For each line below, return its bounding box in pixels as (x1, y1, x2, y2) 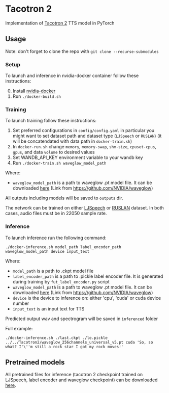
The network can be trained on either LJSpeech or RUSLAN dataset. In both (5, 205, 164, 211)
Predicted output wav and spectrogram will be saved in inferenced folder (5, 316, 158, 322)
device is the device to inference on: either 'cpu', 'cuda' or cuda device (12, 295, 161, 301)
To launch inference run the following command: (5, 234, 107, 241)
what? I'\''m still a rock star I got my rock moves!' (5, 344, 124, 349)
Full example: (5, 325, 33, 331)
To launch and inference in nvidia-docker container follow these (5, 72, 139, 79)
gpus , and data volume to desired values (12, 149, 95, 155)
